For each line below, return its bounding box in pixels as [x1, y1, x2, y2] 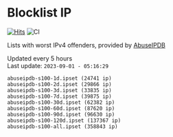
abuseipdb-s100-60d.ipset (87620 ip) [7, 105, 115, 112]
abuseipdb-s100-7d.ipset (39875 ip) [7, 93, 112, 100]
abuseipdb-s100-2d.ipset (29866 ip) [7, 81, 112, 87]
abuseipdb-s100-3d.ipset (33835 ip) [7, 87, 112, 94]
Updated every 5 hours [7, 54, 73, 63]
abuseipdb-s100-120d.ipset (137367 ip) [7, 117, 122, 124]
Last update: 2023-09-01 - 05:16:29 [7, 61, 108, 70]
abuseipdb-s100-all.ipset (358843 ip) [7, 123, 118, 130]
